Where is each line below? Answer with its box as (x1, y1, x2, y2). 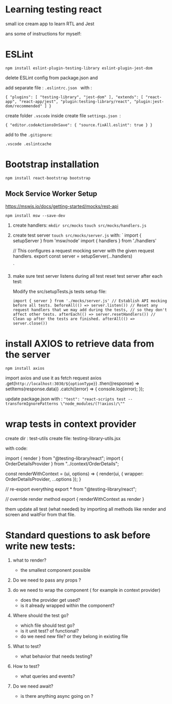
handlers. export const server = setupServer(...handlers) (12, 253, 132, 259)
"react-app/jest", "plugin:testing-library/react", (18, 99, 132, 104)
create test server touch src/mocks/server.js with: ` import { (12, 232, 142, 238)
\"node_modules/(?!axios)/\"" (60, 401, 125, 406)
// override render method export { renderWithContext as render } (5, 496, 145, 502)
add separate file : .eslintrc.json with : (5, 84, 92, 91)
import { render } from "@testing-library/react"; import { (5, 455, 124, 461)
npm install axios (5, 366, 45, 371)
